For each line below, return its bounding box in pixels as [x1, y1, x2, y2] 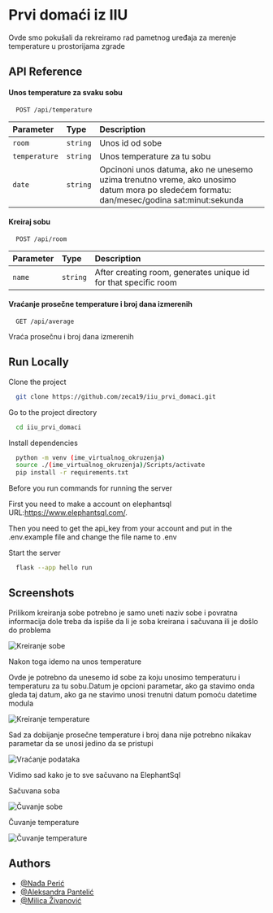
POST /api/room [15, 234, 67, 243]
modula [8, 698, 34, 708]
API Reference [8, 65, 83, 79]
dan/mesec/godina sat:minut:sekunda [99, 194, 244, 205]
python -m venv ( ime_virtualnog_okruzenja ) [15, 453, 165, 461]
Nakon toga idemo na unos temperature [8, 657, 142, 666]
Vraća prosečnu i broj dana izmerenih [8, 331, 134, 341]
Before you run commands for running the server [8, 483, 173, 493]
